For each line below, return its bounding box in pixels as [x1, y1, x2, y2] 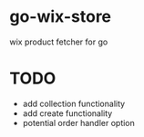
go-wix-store [9, 6, 112, 27]
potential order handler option [22, 117, 135, 128]
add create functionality [22, 107, 113, 119]
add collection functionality [22, 98, 126, 109]
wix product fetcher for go [9, 36, 108, 47]
